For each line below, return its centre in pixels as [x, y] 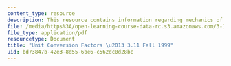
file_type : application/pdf [47, 33]
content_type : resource [41, 13]
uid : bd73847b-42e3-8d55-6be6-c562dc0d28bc [70, 52]
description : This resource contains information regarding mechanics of [115, 20]
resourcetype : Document [41, 39]
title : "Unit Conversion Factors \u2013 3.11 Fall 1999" [90, 45]
